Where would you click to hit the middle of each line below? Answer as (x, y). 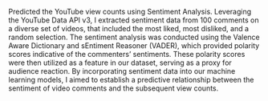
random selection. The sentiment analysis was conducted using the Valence (134, 37)
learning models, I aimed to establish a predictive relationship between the (131, 80)
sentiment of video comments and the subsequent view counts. (114, 88)
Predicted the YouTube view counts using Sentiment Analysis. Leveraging (130, 12)
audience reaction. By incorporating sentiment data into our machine (122, 71)
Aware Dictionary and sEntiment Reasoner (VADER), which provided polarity (134, 46)
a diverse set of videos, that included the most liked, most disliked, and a (129, 28)
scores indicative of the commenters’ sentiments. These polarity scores (127, 54)
